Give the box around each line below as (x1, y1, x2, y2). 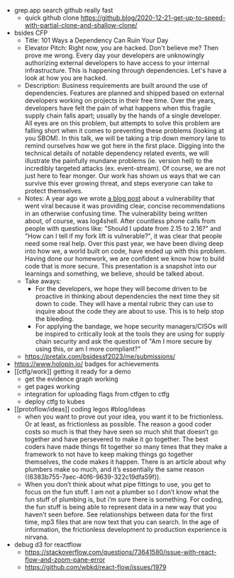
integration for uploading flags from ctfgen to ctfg (24, 390, 170, 398)
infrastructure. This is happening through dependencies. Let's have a (24, 67, 227, 74)
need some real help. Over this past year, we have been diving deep (24, 239, 224, 247)
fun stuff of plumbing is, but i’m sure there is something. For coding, (24, 495, 223, 504)
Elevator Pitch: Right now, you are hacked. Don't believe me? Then (24, 44, 218, 52)
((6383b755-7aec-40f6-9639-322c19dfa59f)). (24, 472, 161, 481)
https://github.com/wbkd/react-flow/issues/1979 (24, 563, 167, 571)
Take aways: (24, 277, 62, 285)
